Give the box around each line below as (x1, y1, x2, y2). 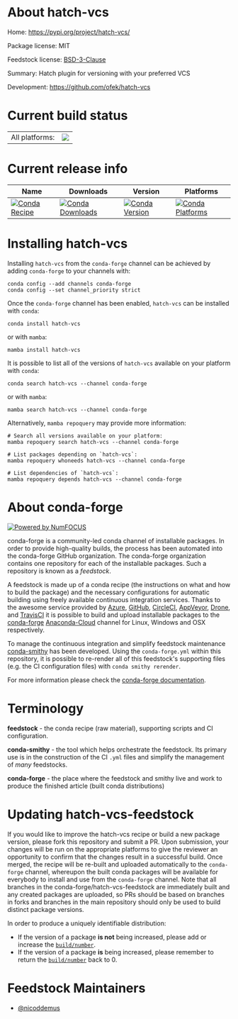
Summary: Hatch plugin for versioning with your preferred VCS (7, 69, 191, 77)
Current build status (7, 108, 128, 124)
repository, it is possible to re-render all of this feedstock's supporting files (7, 654, 225, 663)
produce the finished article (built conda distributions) (7, 781, 165, 790)
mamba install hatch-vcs (7, 346, 81, 353)
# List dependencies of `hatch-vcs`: (7, 469, 119, 477)
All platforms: (11, 132, 55, 142)
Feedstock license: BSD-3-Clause (7, 55, 106, 64)
